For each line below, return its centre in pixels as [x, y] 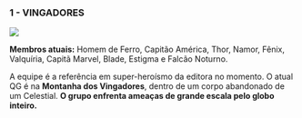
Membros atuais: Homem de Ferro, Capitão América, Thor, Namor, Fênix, [147, 49]
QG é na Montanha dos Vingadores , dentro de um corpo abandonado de [147, 86]
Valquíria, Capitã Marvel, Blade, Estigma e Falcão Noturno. [119, 59]
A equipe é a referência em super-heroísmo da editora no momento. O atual [151, 77]
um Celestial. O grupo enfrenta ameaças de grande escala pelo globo [142, 96]
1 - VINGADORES [47, 13]
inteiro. [24, 105]
